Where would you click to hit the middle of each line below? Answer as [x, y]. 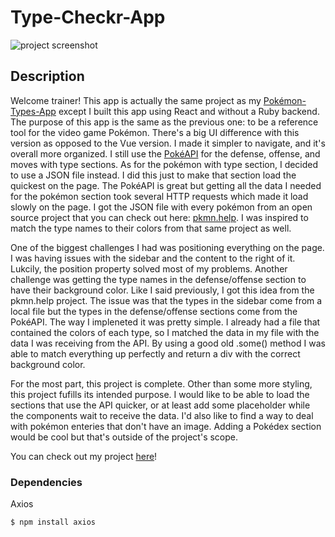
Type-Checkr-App [88, 17]
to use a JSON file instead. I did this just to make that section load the [153, 175]
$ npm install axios [53, 522]
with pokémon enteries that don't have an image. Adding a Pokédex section [166, 426]
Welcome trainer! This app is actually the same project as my [136, 100]
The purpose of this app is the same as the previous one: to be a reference [164, 122]
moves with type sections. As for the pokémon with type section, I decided [164, 164]
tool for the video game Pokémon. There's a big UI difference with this [155, 132]
